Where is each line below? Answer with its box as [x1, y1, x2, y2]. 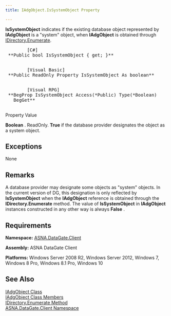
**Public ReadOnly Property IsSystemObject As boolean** [8, 72, 155, 78]
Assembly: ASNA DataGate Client [5, 245, 78, 251]
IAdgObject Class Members [5, 294, 64, 300]
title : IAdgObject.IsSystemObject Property [5, 7, 100, 13]
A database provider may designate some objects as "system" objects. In [5, 184, 161, 191]
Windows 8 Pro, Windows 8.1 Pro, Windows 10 [5, 260, 103, 266]
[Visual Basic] [27, 67, 65, 72]
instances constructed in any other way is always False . [5, 206, 125, 212]
